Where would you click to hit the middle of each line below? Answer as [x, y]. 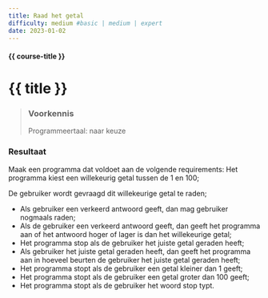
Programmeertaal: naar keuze [77, 131]
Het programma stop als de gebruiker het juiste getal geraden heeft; [132, 243]
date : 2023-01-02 [37, 30]
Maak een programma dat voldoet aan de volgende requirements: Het [123, 169]
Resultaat [27, 151]
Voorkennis [51, 114]
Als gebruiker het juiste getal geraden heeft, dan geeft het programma [135, 251]
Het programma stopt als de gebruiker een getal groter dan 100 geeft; [134, 276]
